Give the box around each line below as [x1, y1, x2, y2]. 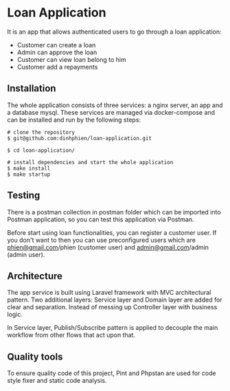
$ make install [7, 165, 51, 172]
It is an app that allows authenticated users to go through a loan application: [7, 27, 222, 36]
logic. [7, 311, 23, 319]
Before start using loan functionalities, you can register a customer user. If [7, 228, 217, 236]
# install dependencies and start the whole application [7, 159, 174, 166]
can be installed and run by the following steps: [7, 115, 141, 124]
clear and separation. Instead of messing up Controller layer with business [7, 303, 218, 311]
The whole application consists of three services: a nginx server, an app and [7, 101, 223, 109]
